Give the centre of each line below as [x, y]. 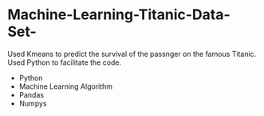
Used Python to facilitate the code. [64, 62]
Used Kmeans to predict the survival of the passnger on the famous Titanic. [132, 54]
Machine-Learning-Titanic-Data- [119, 15]
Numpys [33, 103]
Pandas [32, 94]
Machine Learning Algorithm [66, 86]
